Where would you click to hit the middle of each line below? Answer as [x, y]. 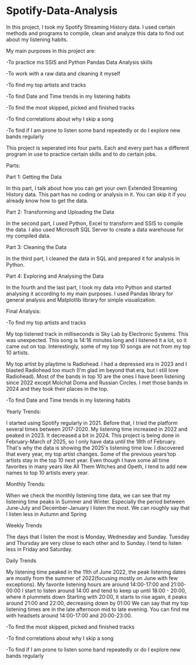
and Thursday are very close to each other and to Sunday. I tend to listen [94, 543]
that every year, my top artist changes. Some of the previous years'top [91, 454]
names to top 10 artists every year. [48, 472]
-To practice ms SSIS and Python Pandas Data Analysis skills [79, 62]
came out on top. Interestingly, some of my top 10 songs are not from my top [98, 346]
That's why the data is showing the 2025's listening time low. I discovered [95, 448]
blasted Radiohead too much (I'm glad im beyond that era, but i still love [92, 370]
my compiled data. [28, 236]
